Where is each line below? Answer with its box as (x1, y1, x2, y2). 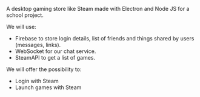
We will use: (6, 23, 36, 30)
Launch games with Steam (15, 84, 82, 91)
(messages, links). (15, 42, 61, 48)
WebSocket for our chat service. (15, 48, 96, 55)
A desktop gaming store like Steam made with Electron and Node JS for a (6, 5, 190, 12)
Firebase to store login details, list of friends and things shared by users (15, 35, 195, 42)
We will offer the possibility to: (6, 66, 82, 73)
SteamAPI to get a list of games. (15, 54, 96, 61)
